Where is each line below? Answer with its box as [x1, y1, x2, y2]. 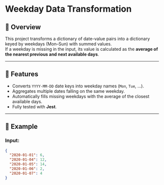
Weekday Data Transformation [5, 3, 132, 15]
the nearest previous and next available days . [5, 51, 99, 57]
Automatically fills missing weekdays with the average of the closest [12, 93, 150, 99]
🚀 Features [5, 70, 39, 79]
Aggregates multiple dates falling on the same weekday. [12, 88, 125, 94]
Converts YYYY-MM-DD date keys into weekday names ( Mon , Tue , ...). [12, 83, 144, 89]
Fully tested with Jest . [12, 103, 57, 109]
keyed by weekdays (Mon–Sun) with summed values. [5, 41, 112, 47]
